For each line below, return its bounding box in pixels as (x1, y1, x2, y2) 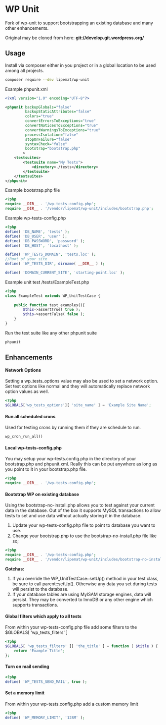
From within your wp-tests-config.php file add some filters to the (5, 624, 137, 630)
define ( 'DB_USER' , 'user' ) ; (5, 234, 68, 239)
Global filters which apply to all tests (5, 613, 82, 619)
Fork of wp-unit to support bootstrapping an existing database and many (5, 20, 153, 26)
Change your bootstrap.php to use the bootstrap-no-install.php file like (12, 533, 157, 539)
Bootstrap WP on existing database (5, 491, 79, 497)
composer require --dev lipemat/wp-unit (5, 77, 90, 82)
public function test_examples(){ (14, 302, 85, 308)
